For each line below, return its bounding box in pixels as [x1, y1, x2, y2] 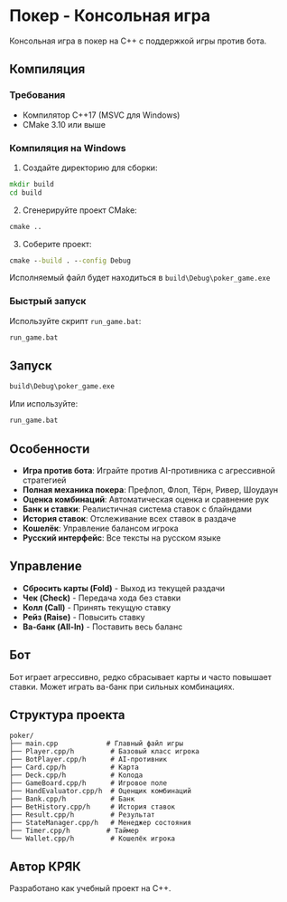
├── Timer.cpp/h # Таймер [9, 826, 140, 836]
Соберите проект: [22, 238, 92, 249]
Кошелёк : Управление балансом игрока [22, 523, 179, 533]
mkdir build [9, 179, 54, 188]
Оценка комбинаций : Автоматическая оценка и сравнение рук [22, 494, 269, 504]
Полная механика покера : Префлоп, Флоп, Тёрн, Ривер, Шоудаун [22, 484, 279, 494]
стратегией [22, 475, 67, 485]
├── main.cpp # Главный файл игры [9, 739, 183, 748]
